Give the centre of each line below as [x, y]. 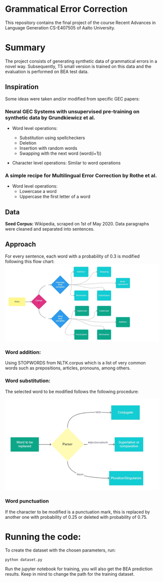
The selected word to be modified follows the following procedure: [72, 391]
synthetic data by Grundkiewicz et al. [50, 118]
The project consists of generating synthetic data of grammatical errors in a [81, 61]
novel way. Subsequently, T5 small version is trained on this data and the [78, 66]
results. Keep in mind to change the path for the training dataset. [70, 574]
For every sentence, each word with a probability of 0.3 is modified [72, 256]
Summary [25, 48]
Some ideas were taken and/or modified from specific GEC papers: [72, 98]
